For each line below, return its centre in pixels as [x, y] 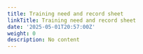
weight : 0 [22, 33]
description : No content [43, 40]
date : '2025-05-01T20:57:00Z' [52, 27]
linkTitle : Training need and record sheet [72, 20]
